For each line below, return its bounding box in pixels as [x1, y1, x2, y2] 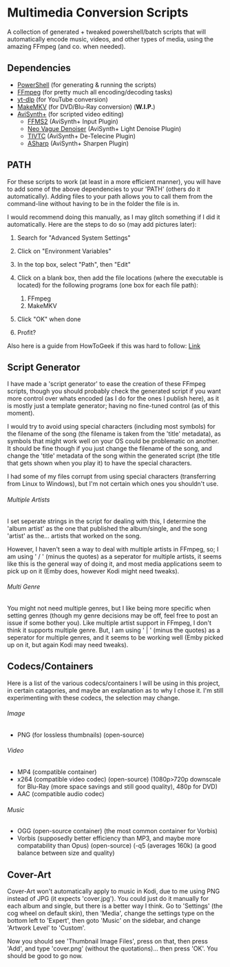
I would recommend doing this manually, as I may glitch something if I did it [7, 212, 220, 221]
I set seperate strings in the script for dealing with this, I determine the [7, 517, 207, 525]
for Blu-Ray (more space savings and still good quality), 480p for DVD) [17, 782, 218, 791]
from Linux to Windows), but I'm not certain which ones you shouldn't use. [7, 480, 219, 488]
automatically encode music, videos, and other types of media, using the [7, 34, 213, 43]
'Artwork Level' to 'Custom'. [7, 924, 86, 932]
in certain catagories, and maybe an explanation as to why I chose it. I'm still [7, 686, 224, 694]
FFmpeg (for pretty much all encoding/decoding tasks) [17, 88, 173, 96]
